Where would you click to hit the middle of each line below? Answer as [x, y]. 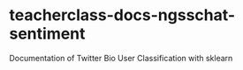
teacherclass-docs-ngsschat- [122, 15]
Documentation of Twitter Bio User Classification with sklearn [121, 58]
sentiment [47, 34]
